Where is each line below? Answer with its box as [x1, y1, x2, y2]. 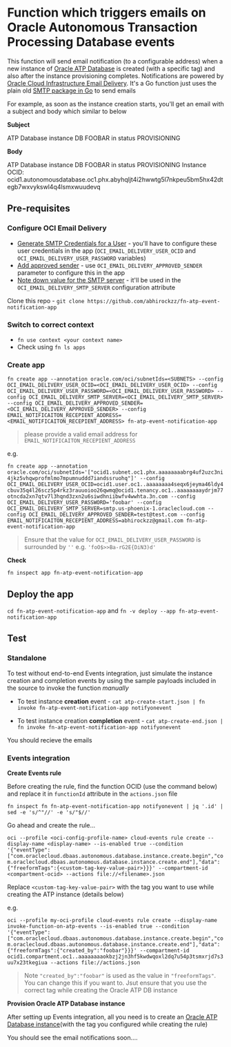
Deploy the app [7, 588, 74, 600]
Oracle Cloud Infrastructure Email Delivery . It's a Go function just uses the [7, 79, 217, 87]
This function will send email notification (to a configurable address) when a [7, 57, 223, 65]
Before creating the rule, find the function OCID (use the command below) [7, 782, 218, 791]
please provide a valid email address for [23, 430, 138, 439]
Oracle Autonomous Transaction [7, 19, 198, 35]
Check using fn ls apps [17, 343, 86, 351]
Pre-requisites [7, 202, 70, 215]
